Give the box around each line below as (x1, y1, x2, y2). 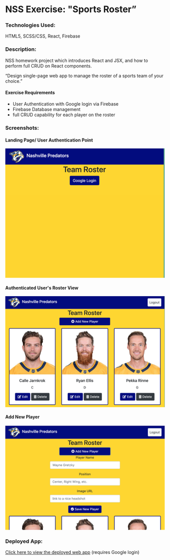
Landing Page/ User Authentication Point (5, 137, 93, 143)
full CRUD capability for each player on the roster (12, 112, 115, 118)
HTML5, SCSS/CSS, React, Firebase (5, 33, 80, 39)
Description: (5, 46, 36, 53)
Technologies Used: (5, 22, 56, 29)
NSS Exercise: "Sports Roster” (5, 4, 137, 15)
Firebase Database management (12, 106, 81, 112)
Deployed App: (5, 538, 43, 545)
